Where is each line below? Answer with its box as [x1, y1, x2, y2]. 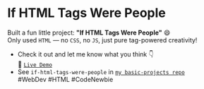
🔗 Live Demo [17, 60, 53, 69]
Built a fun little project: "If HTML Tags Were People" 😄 [7, 28, 171, 37]
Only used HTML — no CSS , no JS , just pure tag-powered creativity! [7, 35, 198, 44]
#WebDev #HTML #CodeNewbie [17, 75, 114, 83]
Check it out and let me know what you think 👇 [17, 49, 154, 58]
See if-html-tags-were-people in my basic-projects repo [17, 67, 185, 76]
